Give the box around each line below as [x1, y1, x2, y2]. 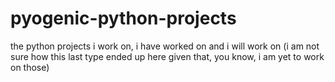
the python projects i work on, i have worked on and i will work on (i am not [10, 40, 320, 52]
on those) [10, 61, 50, 73]
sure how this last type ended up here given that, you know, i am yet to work [10, 50, 325, 62]
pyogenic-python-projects [10, 7, 237, 30]
